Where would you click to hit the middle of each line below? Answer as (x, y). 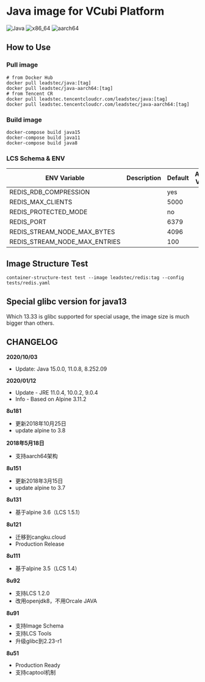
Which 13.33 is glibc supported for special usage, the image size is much (98, 316)
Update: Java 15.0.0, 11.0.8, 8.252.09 (61, 369)
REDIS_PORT (28, 222)
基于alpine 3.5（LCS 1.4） (48, 568)
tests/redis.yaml (28, 283)
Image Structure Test (47, 263)
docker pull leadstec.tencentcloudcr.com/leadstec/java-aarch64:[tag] (98, 104)
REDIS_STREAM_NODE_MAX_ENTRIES (65, 242)
